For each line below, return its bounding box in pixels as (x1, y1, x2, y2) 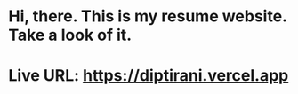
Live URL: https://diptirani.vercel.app (8, 66, 289, 86)
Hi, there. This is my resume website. (8, 6, 287, 27)
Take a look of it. (8, 25, 133, 45)
